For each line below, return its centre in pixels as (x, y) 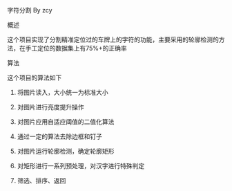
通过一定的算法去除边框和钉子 (59, 136)
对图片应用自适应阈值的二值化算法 (66, 122)
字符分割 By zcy (30, 10)
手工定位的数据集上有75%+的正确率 (76, 48)
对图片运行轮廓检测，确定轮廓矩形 (66, 151)
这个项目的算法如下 (35, 78)
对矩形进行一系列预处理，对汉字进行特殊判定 (81, 166)
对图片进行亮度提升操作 (50, 107)
